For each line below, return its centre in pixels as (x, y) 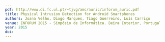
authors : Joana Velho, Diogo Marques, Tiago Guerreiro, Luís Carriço (78, 18)
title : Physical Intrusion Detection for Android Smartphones (70, 14)
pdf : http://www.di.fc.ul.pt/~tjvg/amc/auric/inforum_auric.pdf (72, 9)
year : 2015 (16, 28)
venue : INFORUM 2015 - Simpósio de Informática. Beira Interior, (73, 23)
